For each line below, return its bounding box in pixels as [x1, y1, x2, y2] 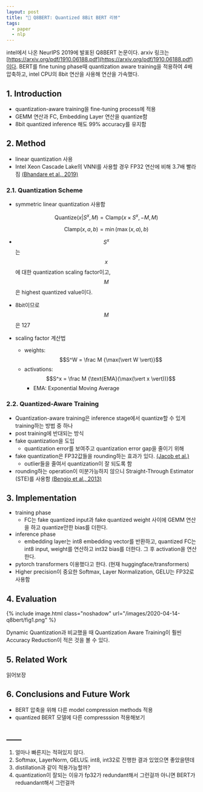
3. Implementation [6, 493, 77, 504]
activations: [24, 365, 53, 373]
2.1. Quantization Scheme [6, 186, 83, 194]
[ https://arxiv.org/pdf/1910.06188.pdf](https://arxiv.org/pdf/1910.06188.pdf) [6, 56, 193, 63]
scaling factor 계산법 [15, 334, 66, 342]
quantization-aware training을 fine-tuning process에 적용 [15, 105, 156, 112]
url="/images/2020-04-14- [113, 610, 181, 617]
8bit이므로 [15, 302, 40, 309]
